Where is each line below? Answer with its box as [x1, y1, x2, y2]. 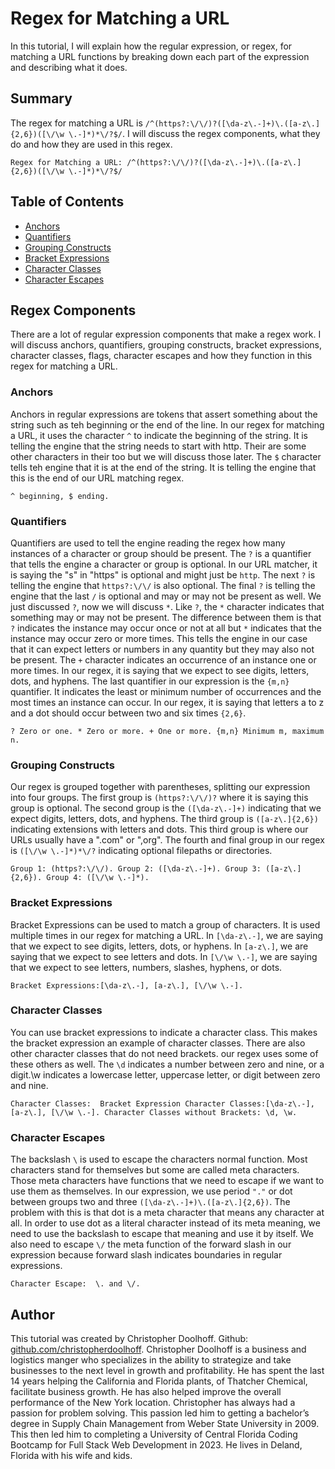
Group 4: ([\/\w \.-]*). [46, 873, 150, 883]
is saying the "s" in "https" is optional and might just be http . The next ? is [10, 568, 316, 581]
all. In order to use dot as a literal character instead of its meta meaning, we [10, 1217, 321, 1229]
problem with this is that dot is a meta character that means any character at [10, 1207, 325, 1219]
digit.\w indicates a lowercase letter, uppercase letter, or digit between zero [10, 1068, 321, 1081]
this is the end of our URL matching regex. [10, 472, 185, 484]
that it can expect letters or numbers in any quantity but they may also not [10, 643, 315, 655]
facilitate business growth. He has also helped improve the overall [10, 1385, 282, 1397]
